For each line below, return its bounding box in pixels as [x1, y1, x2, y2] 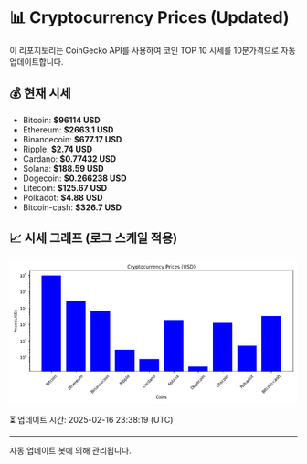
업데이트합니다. [9, 56, 64, 67]
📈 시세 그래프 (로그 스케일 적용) [9, 230, 178, 247]
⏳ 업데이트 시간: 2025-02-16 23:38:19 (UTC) [9, 414, 174, 425]
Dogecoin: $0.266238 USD [22, 173, 127, 184]
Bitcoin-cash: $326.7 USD [22, 202, 122, 213]
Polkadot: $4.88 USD [22, 192, 103, 203]
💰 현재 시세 [9, 86, 71, 101]
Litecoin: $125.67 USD [22, 182, 108, 193]
